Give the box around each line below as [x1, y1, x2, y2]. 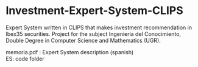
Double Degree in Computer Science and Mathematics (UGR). [5, 37, 161, 44]
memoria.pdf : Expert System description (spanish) [5, 48, 134, 55]
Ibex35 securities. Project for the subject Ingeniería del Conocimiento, [5, 30, 181, 37]
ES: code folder [5, 55, 44, 62]
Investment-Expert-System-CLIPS [5, 4, 183, 18]
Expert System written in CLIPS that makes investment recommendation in [5, 24, 193, 31]
